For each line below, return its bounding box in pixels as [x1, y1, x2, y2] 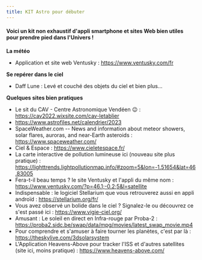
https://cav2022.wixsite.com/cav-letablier [14, 112, 119, 119]
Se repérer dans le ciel [6, 71, 63, 78]
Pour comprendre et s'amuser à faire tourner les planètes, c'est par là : [14, 227, 191, 235]
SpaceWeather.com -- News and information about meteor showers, [14, 125, 185, 132]
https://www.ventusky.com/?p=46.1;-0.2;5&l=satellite [14, 182, 147, 190]
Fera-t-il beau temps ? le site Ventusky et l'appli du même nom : [14, 176, 174, 183]
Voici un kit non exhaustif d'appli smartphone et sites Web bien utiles [6, 28, 184, 35]
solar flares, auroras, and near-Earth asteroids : [14, 131, 133, 139]
